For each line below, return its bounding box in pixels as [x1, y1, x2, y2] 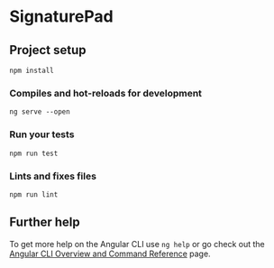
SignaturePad [9, 6, 114, 27]
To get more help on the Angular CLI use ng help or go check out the [9, 238, 265, 249]
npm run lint [9, 189, 59, 199]
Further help [9, 215, 81, 230]
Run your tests [9, 128, 75, 141]
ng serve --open [9, 107, 70, 116]
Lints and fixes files [9, 170, 97, 182]
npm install [9, 66, 54, 75]
